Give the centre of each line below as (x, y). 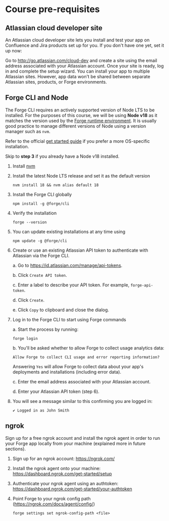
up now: (14, 51)
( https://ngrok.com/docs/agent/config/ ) (54, 504)
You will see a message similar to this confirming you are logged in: (82, 401)
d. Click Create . (28, 300)
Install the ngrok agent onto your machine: (57, 468)
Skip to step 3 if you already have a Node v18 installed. (62, 156)
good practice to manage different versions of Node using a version (76, 126)
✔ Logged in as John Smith (41, 410)
